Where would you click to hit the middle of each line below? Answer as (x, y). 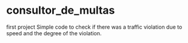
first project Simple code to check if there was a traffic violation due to (94, 27)
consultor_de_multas (61, 10)
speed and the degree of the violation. (54, 33)
